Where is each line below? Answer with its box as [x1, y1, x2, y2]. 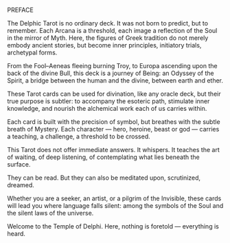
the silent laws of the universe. [7, 209, 94, 217]
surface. [7, 160, 31, 168]
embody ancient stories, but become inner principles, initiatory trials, [7, 41, 202, 49]
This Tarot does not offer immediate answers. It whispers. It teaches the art [7, 146, 220, 154]
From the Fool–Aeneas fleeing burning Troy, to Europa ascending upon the [7, 62, 218, 70]
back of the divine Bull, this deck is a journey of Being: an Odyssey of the [7, 69, 214, 77]
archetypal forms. [7, 48, 58, 56]
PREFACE [7, 6, 34, 14]
